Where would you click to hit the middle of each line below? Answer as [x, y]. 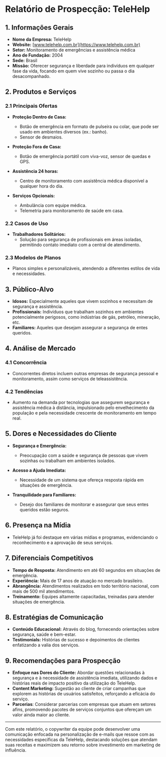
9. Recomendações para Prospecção [63, 660]
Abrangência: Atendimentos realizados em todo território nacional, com [86, 586]
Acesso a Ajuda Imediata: [39, 470]
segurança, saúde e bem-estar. [44, 634]
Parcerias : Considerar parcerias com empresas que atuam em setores [84, 704]
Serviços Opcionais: [34, 196]
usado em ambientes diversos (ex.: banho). [63, 132]
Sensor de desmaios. [41, 137]
